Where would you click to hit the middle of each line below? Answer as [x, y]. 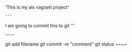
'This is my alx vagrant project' [37, 7]
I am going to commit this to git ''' [40, 25]
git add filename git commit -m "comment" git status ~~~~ [66, 44]
